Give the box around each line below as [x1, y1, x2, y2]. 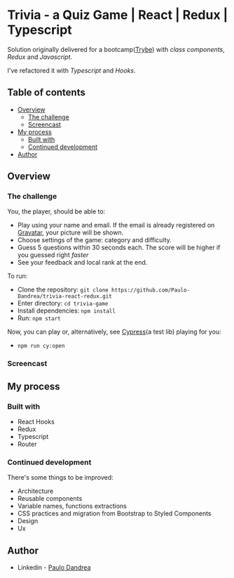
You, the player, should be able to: [7, 207, 106, 216]
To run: [7, 272, 28, 280]
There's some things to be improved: [7, 473, 113, 482]
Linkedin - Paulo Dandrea [17, 563, 91, 572]
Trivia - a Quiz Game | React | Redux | [7, 7, 228, 23]
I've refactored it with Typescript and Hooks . [7, 66, 136, 74]
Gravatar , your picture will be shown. [17, 228, 124, 237]
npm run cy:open [17, 343, 65, 350]
